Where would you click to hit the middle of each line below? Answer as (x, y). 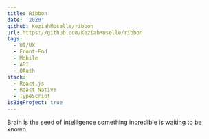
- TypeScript (32, 97)
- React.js (29, 84)
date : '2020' (26, 20)
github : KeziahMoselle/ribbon (51, 26)
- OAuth (24, 71)
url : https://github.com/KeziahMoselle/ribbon (75, 33)
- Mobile (26, 58)
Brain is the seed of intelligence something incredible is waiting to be (104, 122)
